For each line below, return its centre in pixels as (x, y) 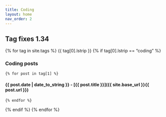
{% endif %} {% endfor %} (32, 110)
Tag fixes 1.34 (27, 39)
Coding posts (22, 64)
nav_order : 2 (19, 19)
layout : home (19, 14)
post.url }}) (17, 90)
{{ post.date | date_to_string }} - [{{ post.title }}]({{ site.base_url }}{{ (77, 85)
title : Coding (20, 10)
